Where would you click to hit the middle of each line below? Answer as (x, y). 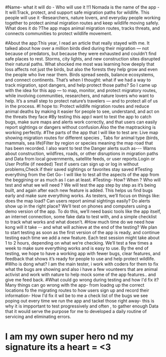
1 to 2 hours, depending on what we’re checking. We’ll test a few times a (79, 243)
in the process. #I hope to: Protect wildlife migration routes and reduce (77, 106)
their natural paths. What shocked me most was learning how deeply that (80, 64)
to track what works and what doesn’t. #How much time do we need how (80, 222)
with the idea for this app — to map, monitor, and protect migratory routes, (81, 90)
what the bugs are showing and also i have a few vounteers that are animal (81, 269)
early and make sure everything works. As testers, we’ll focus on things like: (83, 196)
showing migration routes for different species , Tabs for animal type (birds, (82, 138)
